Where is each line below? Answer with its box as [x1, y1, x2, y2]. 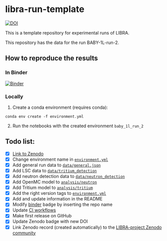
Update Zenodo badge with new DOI [12, 218, 88, 224]
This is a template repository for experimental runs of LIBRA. [5, 30, 129, 36]
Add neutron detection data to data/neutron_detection [12, 173, 125, 179]
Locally [5, 93, 23, 100]
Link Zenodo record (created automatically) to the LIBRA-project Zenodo [12, 224, 162, 230]
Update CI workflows [12, 207, 56, 213]
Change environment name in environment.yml [12, 156, 108, 162]
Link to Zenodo [12, 150, 44, 156]
